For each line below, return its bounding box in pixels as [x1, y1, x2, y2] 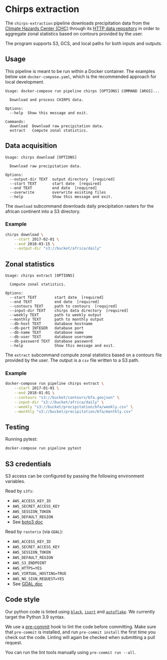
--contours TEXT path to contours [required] [9, 304, 117, 309]
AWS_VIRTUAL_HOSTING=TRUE [12, 571, 66, 576]
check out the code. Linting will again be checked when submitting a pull [5, 634, 155, 640]
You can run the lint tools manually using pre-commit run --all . [5, 649, 136, 655]
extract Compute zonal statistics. [9, 128, 88, 133]
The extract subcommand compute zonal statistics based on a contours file [5, 352, 162, 358]
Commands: [5, 119, 26, 124]
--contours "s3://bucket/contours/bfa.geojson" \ [14, 395, 120, 400]
